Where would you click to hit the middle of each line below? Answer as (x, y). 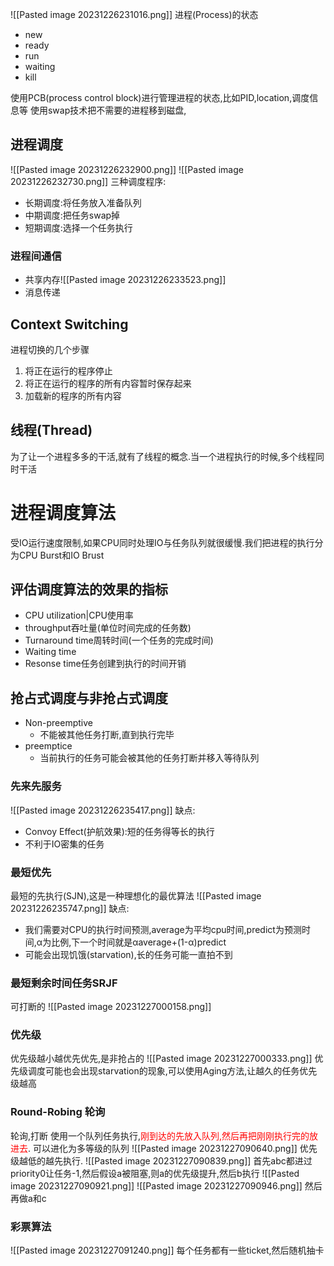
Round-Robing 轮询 (58, 1112)
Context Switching (69, 324)
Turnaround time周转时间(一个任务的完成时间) (119, 640)
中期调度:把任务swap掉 (72, 215)
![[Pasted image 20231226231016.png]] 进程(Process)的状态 (134, 14)
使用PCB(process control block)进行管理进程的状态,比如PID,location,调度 (160, 97)
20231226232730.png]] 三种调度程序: (88, 181)
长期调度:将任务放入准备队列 (83, 202)
